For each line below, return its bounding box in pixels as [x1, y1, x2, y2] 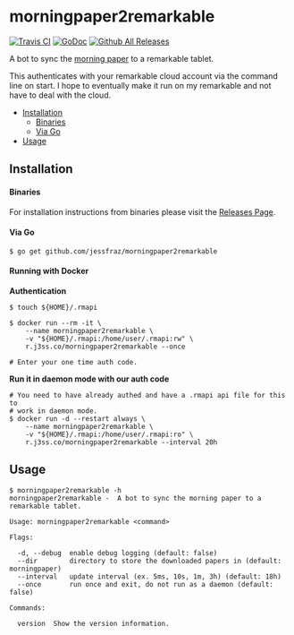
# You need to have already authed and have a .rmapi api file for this [9, 390, 286, 399]
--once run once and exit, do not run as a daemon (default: [17, 579, 274, 588]
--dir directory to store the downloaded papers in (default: [17, 556, 281, 565]
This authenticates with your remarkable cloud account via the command [9, 70, 279, 82]
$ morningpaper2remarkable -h [9, 485, 122, 494]
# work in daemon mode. [9, 406, 98, 416]
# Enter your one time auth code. [9, 357, 139, 366]
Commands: [9, 603, 46, 613]
